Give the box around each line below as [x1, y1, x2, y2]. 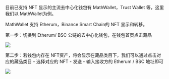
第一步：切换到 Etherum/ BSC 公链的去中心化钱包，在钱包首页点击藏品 [5, 32, 152, 38]
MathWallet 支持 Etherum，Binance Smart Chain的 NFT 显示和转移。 [5, 22, 148, 27]
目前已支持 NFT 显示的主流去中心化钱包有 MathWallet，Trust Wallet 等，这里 [5, 5, 164, 10]
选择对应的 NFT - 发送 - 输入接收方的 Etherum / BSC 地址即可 [36, 58, 164, 64]
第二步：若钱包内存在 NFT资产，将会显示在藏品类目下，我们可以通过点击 [5, 52, 157, 58]
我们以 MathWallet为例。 [5, 11, 57, 17]
